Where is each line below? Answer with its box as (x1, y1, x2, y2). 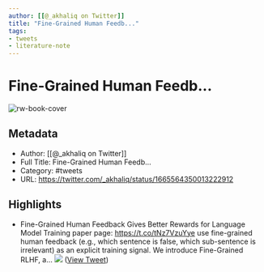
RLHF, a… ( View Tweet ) (19, 254, 109, 264)
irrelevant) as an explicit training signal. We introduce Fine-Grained (19, 244, 244, 255)
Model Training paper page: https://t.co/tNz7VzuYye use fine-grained (19, 227, 253, 237)
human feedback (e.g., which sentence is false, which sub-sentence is (19, 236, 257, 246)
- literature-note (8, 42, 70, 50)
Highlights (8, 198, 62, 211)
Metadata (8, 127, 58, 141)
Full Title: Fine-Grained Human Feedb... (19, 157, 151, 167)
